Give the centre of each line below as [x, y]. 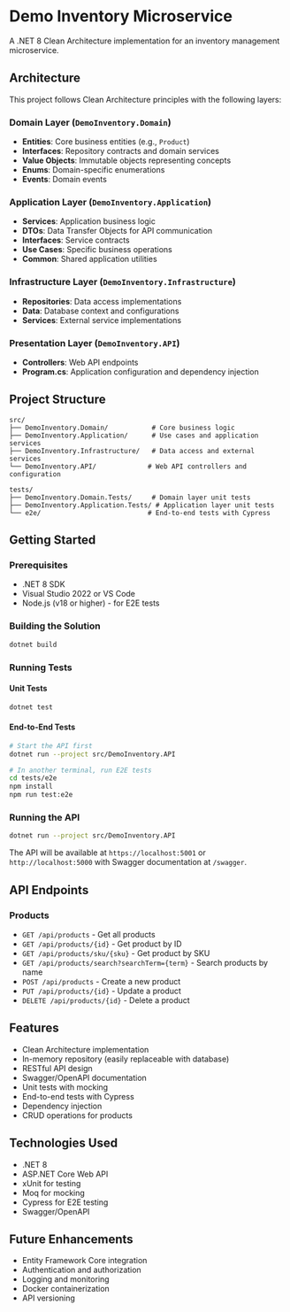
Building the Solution [55, 626]
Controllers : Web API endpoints [80, 362]
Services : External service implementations [102, 320]
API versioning [48, 1298]
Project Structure [57, 400]
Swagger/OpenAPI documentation [84, 1077]
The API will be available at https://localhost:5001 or [107, 853]
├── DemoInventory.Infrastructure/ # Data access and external [132, 451]
